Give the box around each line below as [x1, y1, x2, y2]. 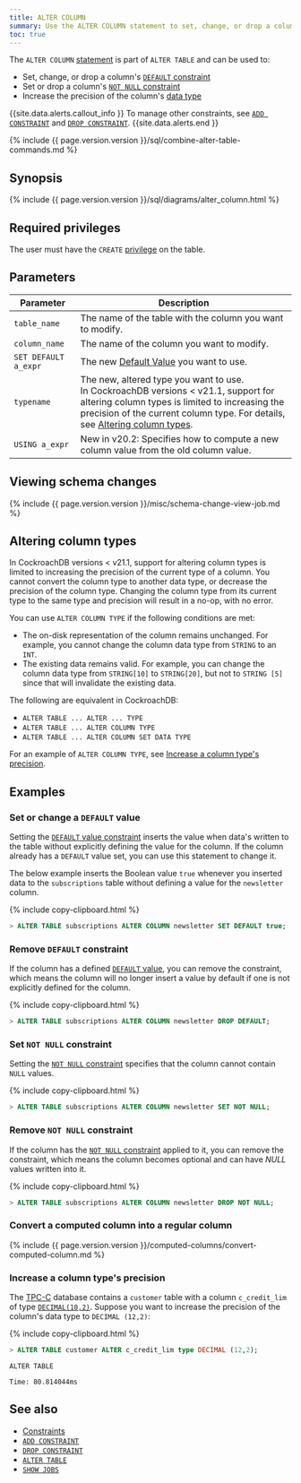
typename [13, 396, 51, 407]
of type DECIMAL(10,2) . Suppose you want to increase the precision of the [9, 1301, 280, 1313]
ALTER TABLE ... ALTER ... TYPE [21, 714, 143, 723]
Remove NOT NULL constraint [9, 1124, 133, 1136]
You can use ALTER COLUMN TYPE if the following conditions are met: [9, 613, 255, 624]
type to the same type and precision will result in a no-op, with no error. [9, 595, 274, 606]
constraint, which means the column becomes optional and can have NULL [9, 1153, 287, 1165]
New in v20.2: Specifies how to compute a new [80, 432, 279, 444]
